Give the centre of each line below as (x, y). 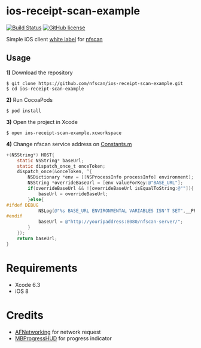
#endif (14, 216)
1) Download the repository (39, 72)
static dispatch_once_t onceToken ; (61, 166)
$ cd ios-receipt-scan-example (45, 89)
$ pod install (24, 111)
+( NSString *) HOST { (31, 155)
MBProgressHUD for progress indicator (63, 338)
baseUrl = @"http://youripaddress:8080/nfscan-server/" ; (111, 222)
